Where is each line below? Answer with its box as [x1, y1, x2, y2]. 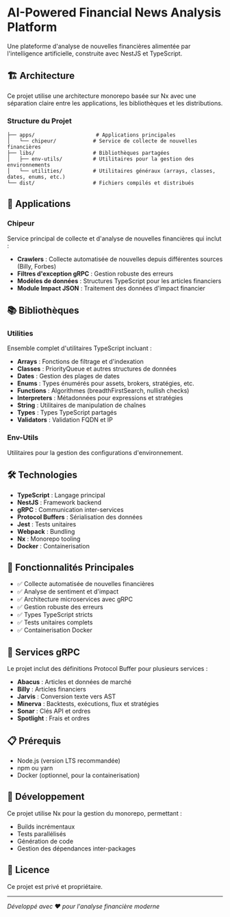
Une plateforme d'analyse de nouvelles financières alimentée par [7, 42, 191, 50]
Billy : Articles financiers [16, 685, 87, 694]
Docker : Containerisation [16, 541, 90, 550]
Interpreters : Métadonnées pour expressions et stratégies [16, 394, 183, 402]
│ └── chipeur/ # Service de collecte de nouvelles [7, 138, 197, 145]
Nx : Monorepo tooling [16, 535, 81, 543]
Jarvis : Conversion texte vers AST [16, 692, 116, 700]
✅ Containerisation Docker [16, 626, 92, 635]
